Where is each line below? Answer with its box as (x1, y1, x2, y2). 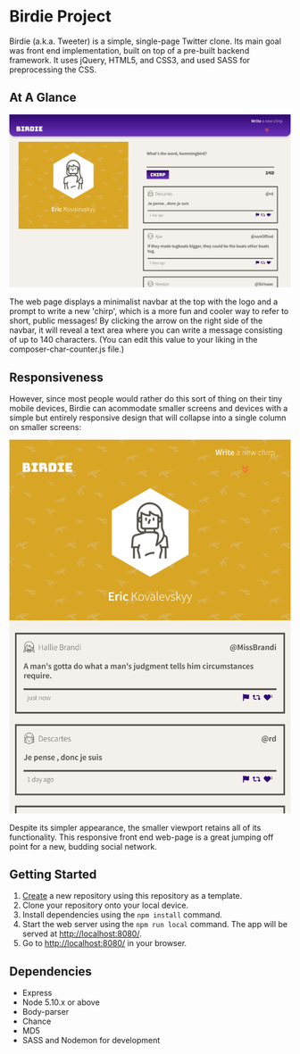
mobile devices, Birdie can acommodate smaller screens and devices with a (9, 403, 288, 414)
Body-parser (21, 1007, 70, 1017)
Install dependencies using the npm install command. (21, 909, 223, 920)
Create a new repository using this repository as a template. (21, 891, 243, 901)
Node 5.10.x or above (21, 997, 100, 1008)
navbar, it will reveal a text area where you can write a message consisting (9, 325, 283, 336)
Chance (21, 1016, 52, 1027)
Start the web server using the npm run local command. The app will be (21, 919, 288, 930)
